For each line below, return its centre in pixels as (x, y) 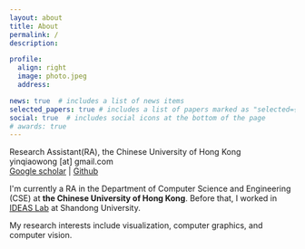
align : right (42, 68)
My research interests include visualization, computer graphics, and (136, 225)
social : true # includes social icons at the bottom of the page (138, 118)
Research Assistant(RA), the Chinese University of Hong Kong (125, 152)
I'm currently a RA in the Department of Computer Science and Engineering (150, 189)
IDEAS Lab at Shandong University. (75, 208)
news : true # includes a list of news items (97, 101)
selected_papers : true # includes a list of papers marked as (129, 110)
